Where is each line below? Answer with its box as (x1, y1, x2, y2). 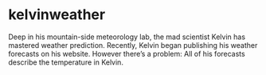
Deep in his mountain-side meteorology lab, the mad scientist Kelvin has (8, 32, 245, 41)
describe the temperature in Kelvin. (8, 57, 123, 67)
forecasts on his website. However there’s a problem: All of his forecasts (8, 49, 245, 58)
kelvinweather (8, 6, 106, 24)
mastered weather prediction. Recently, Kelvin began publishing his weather (8, 40, 258, 49)
